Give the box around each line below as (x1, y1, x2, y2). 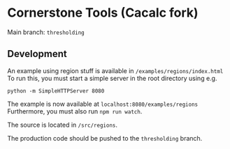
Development (7, 48, 68, 60)
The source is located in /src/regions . (7, 120, 117, 129)
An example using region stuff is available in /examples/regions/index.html (7, 66, 224, 74)
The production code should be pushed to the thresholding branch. (7, 134, 203, 142)
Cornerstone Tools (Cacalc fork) (7, 5, 199, 21)
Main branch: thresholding (7, 28, 85, 36)
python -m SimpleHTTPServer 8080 (7, 87, 105, 95)
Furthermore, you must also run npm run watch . (7, 107, 143, 116)
